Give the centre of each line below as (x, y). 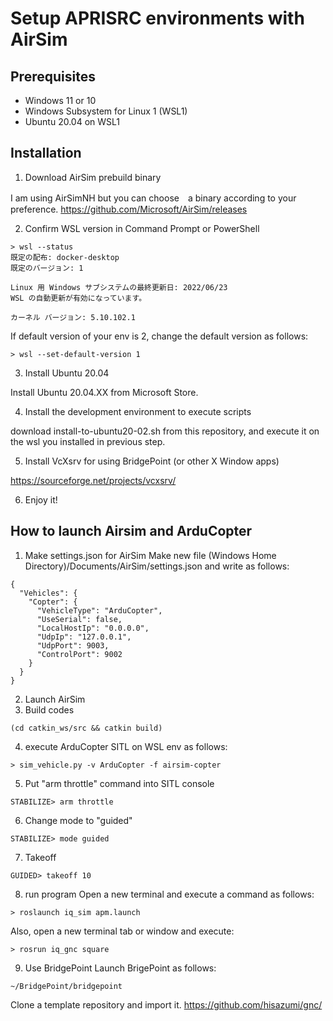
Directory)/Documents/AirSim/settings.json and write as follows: (157, 566)
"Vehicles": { (48, 593)
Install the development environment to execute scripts (138, 411)
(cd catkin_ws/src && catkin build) (86, 728)
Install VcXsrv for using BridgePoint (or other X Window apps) (152, 461)
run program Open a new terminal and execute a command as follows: (169, 894)
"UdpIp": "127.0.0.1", (84, 637)
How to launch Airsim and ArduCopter (131, 531)
